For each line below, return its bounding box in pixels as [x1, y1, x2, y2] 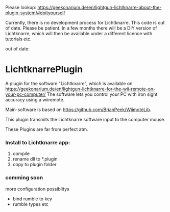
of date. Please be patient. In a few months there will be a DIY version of [5, 25, 157, 31]
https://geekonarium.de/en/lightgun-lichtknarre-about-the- [37, 5, 162, 10]
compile [12, 150, 30, 157]
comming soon [5, 174, 43, 181]
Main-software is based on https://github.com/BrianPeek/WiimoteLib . [5, 107, 152, 113]
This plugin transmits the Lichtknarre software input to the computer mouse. [5, 116, 166, 122]
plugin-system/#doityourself [5, 10, 65, 16]
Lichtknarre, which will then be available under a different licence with [5, 31, 153, 36]
